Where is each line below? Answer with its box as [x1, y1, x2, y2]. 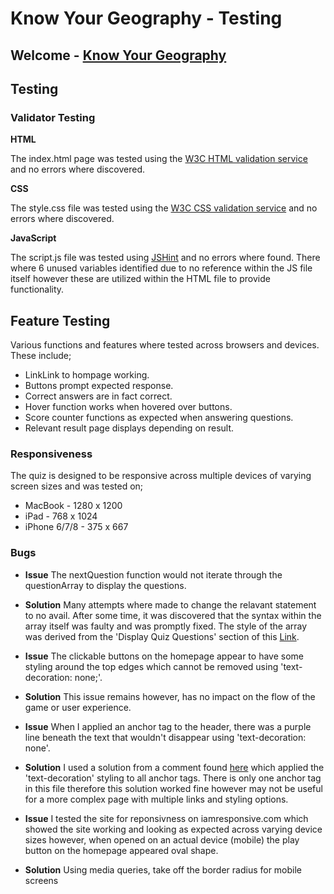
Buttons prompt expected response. [24, 380, 174, 392]
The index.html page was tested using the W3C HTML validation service [10, 153, 308, 165]
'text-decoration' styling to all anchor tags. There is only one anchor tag [24, 772, 322, 784]
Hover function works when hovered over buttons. [24, 401, 233, 413]
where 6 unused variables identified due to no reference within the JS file [10, 262, 313, 274]
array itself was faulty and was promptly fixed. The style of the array [24, 620, 308, 632]
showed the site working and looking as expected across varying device [24, 823, 323, 835]
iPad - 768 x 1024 [24, 510, 98, 522]
